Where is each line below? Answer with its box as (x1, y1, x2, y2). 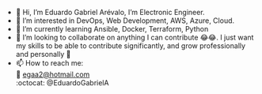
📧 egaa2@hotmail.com (15, 70, 90, 79)
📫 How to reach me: (15, 58, 84, 67)
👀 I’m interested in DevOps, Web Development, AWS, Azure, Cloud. (15, 16, 235, 25)
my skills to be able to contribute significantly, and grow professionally (15, 41, 246, 51)
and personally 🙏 (15, 50, 71, 58)
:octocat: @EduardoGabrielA (15, 78, 109, 87)
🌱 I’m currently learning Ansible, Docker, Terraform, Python (15, 24, 209, 33)
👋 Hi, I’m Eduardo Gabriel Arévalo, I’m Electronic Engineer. (15, 8, 205, 17)
